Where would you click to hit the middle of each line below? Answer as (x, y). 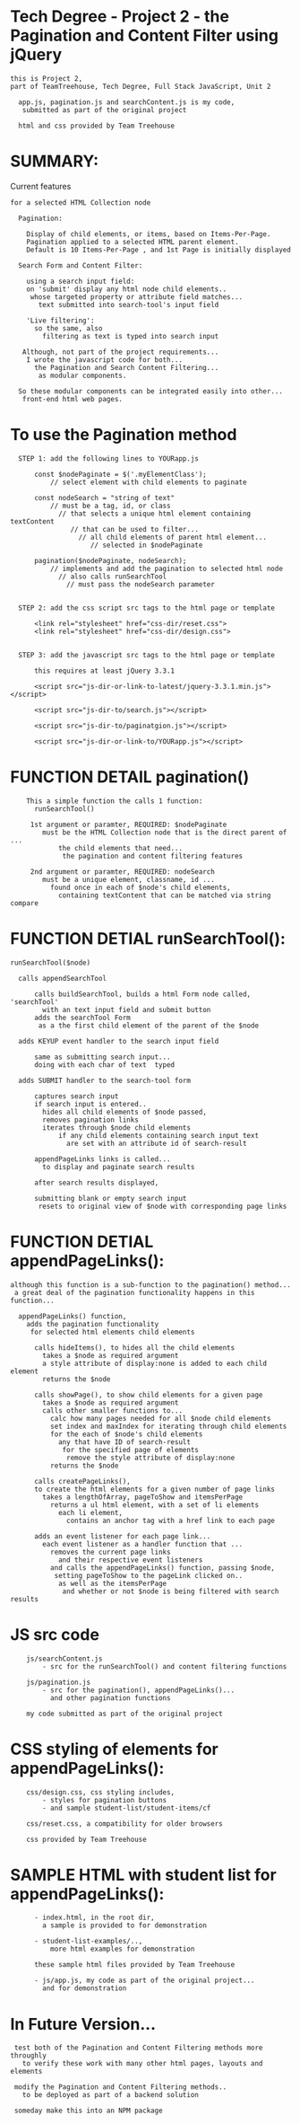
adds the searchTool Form (82, 1018)
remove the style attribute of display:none (151, 1458)
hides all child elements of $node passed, (124, 1112)
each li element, (90, 1512)
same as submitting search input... (102, 1057)
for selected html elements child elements (112, 1332)
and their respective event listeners (130, 1560)
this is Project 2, (47, 78)
